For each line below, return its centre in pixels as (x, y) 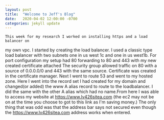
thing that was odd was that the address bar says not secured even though (81, 107)
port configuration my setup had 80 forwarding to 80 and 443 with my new (81, 60)
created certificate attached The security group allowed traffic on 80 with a (81, 66)
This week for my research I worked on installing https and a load (76, 37)
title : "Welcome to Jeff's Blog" (40, 14)
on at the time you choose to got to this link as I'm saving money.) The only (81, 102)
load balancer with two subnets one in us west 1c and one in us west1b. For (81, 55)
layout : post (18, 10)
